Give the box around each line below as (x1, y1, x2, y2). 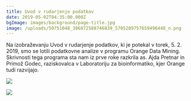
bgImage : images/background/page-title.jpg (6, 19, 116, 25)
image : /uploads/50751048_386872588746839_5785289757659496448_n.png (6, 25, 182, 31)
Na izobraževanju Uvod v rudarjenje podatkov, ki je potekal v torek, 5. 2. (6, 41, 182, 48)
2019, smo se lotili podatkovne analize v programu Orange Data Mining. (6, 48, 181, 55)
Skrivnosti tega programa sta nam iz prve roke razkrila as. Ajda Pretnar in (6, 54, 185, 61)
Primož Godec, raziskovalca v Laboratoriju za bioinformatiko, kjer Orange (6, 60, 185, 67)
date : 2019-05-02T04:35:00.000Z (6, 14, 86, 20)
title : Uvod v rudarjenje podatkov (6, 8, 94, 15)
